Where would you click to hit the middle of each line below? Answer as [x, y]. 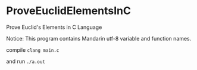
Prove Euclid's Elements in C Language [54, 27]
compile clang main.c [33, 50]
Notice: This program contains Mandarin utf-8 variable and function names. [99, 38]
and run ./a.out [26, 61]
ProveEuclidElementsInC [68, 11]
